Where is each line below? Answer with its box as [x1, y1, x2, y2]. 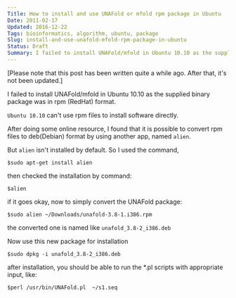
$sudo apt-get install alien [7, 159, 93, 166]
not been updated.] [7, 76, 63, 84]
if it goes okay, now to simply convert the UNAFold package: [7, 197, 183, 206]
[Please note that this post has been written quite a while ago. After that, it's [7, 68, 227, 77]
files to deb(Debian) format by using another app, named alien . [7, 131, 191, 141]
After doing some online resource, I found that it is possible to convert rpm [7, 124, 223, 133]
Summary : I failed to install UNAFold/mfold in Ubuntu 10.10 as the [7, 50, 212, 57]
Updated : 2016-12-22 [7, 23, 68, 30]
